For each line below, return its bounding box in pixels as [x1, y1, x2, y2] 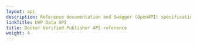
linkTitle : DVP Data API [6, 19, 67, 25]
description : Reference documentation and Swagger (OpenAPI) [6, 14, 159, 20]
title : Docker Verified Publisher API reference [6, 25, 127, 31]
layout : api [6, 8, 35, 15]
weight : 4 [6, 30, 30, 36]
